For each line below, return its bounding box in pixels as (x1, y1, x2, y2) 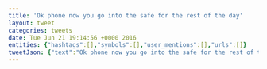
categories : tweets (8, 26, 73, 34)
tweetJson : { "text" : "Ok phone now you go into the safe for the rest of (8, 48, 254, 56)
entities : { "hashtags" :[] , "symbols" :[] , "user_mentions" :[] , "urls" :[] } (8, 41, 247, 49)
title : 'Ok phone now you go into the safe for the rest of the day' (8, 11, 244, 20)
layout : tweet (8, 19, 56, 27)
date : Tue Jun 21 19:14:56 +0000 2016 (8, 33, 137, 42)
